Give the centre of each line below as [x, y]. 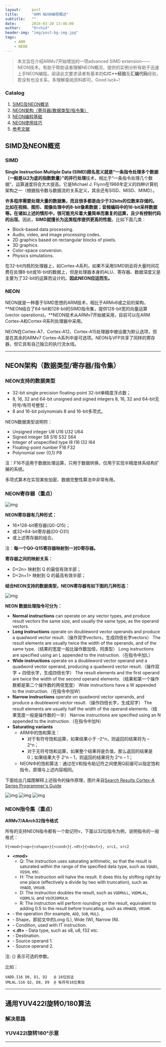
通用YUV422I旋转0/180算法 [48, 1003]
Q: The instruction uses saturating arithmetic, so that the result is [86, 861]
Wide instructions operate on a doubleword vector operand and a [80, 660]
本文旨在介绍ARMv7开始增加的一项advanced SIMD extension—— [84, 61]
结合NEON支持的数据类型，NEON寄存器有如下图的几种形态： [67, 586]
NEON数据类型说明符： [29, 422]
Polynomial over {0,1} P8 [37, 452]
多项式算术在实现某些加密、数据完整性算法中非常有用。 [61, 480]
